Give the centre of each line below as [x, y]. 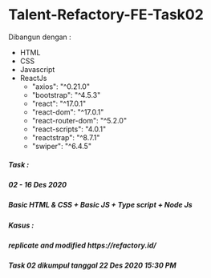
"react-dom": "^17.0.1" [68, 112]
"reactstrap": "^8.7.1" [66, 137]
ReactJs [33, 78]
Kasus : [21, 225]
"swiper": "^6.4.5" [62, 146]
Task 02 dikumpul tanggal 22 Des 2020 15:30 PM [92, 265]
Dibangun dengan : [40, 37]
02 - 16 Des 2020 [37, 184]
